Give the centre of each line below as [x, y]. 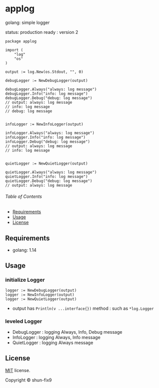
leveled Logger [24, 321]
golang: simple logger [27, 22]
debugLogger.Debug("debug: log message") [49, 98]
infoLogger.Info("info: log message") [45, 137]
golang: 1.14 [24, 250]
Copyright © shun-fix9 [29, 380]
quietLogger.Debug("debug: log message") [49, 181]
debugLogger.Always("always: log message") [51, 89]
